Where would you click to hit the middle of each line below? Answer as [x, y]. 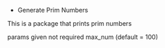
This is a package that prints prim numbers [69, 23]
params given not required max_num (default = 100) [83, 37]
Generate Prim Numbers [53, 10]
